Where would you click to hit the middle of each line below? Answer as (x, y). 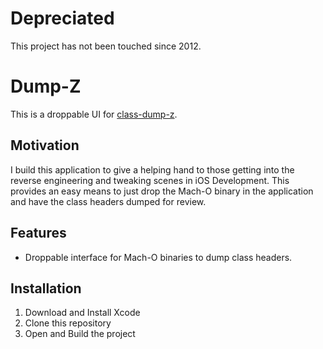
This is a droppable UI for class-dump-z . (94, 114)
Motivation (45, 145)
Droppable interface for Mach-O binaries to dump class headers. (158, 257)
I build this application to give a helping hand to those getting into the (152, 169)
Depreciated (62, 18)
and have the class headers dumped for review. (108, 201)
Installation (46, 288)
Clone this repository (68, 323)
